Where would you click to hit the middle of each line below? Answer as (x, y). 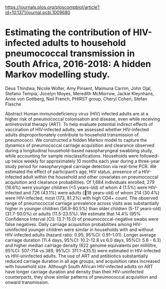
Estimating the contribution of (68, 32)
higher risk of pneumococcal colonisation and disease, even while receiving (83, 119)
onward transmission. (27, 282)
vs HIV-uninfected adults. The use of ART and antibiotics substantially (77, 256)
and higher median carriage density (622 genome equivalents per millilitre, (81, 245)
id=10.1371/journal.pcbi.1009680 (38, 12)
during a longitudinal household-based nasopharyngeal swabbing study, (79, 150)
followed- (149, 156)
